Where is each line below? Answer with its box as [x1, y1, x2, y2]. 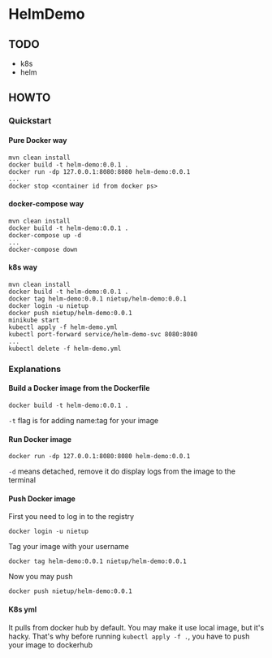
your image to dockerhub [8, 639, 93, 650]
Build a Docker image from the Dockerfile [8, 383, 150, 393]
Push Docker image [8, 493, 76, 504]
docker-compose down [8, 245, 79, 253]
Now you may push [8, 572, 73, 582]
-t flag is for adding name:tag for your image [8, 416, 159, 426]
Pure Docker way [8, 135, 67, 145]
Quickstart [8, 115, 52, 127]
